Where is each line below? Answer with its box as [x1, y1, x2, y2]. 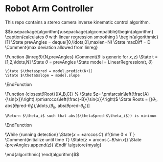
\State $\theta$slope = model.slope [5, 73, 80, 78]
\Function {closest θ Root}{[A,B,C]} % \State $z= [5, 91, 101, 97]
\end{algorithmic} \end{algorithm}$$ [5, 151, 79, 157]
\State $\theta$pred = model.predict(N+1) [5, 68, 93, 74]
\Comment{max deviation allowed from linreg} [5, 44, 98, 50]
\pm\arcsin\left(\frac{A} [102, 91, 149, 97]
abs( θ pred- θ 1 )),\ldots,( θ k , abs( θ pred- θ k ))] [5, 103, 90, 109]
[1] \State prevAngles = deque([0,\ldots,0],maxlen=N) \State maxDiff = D [5, 39, 151, 45]
